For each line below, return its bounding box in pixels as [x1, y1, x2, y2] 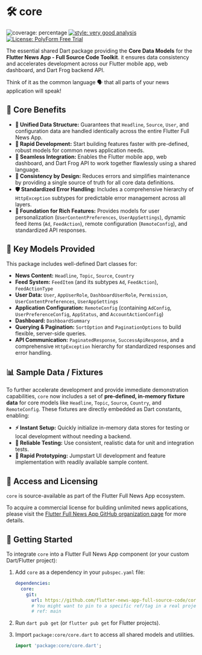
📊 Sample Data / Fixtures [6, 367, 104, 377]
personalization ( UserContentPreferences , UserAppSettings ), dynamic [14, 213, 186, 221]
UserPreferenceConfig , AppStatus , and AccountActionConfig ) [14, 310, 164, 318]
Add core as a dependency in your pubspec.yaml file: [14, 568, 145, 576]
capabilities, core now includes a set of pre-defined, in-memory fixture [6, 393, 185, 400]
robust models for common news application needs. [14, 146, 145, 154]
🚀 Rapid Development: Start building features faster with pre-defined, [14, 140, 189, 147]
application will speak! [6, 87, 62, 94]
